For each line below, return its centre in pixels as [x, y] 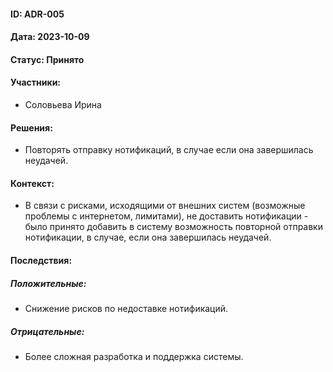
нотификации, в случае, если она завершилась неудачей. [148, 237]
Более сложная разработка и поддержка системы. [134, 356]
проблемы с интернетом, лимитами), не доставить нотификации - [166, 216]
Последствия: [41, 260]
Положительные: [48, 283]
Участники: [36, 82]
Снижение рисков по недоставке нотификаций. [126, 308]
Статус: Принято [47, 59]
